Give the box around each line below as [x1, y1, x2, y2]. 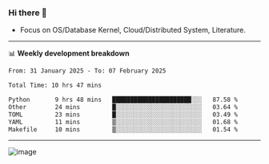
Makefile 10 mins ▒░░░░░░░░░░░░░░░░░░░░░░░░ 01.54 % [8, 125, 239, 134]
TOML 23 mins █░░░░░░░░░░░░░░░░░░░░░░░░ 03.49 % [8, 111, 239, 119]
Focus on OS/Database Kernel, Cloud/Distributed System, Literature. [19, 25, 247, 35]
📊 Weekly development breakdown [8, 49, 130, 58]
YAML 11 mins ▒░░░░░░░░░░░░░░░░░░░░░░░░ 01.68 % [8, 118, 239, 126]
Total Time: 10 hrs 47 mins [8, 81, 102, 90]
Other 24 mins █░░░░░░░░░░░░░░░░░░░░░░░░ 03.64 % [8, 103, 239, 111]
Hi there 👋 [8, 7, 48, 18]
